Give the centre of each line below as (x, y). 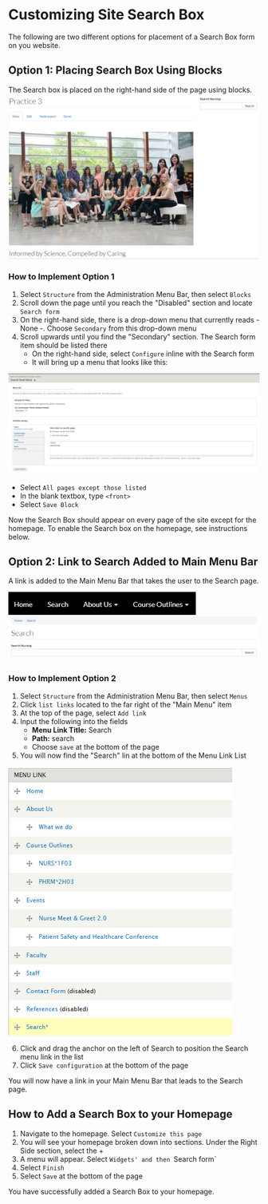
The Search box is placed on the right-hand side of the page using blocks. (130, 89)
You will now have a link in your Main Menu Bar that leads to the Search (126, 1080)
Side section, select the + (61, 1151)
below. (19, 537)
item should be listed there (63, 345)
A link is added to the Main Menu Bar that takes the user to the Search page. (134, 581)
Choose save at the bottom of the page (95, 747)
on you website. (35, 45)
